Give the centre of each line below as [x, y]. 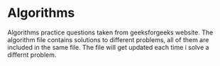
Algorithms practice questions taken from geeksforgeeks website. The [110, 32]
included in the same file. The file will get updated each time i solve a [108, 47]
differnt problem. [32, 55]
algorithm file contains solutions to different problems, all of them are [108, 39]
